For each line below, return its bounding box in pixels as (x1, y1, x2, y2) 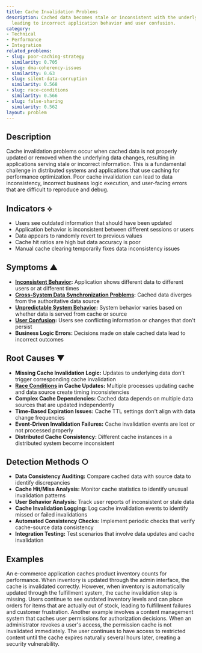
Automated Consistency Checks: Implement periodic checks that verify (14, 518, 195, 525)
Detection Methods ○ (6, 457, 89, 467)
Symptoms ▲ (6, 262, 58, 272)
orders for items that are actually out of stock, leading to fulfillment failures (6, 602, 191, 609)
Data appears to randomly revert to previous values (14, 232, 142, 239)
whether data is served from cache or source (14, 310, 127, 317)
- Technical (6, 31, 36, 37)
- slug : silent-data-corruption (6, 76, 87, 82)
